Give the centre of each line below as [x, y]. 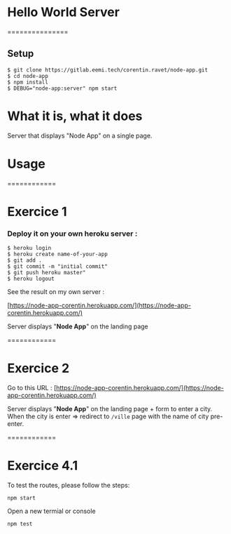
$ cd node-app [28, 76]
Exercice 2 [38, 368]
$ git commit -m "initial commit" [58, 267]
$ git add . [24, 260]
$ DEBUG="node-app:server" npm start [62, 88]
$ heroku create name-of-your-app [58, 254]
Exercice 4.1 [43, 466]
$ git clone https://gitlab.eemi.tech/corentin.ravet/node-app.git [108, 70]
